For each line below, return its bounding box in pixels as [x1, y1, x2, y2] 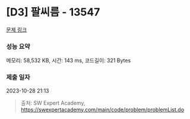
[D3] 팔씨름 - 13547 [6, 5, 100, 19]
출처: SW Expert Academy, [20, 99, 85, 107]
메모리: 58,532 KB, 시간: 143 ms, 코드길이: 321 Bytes [6, 57, 131, 64]
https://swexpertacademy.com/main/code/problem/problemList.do [20, 106, 185, 113]
